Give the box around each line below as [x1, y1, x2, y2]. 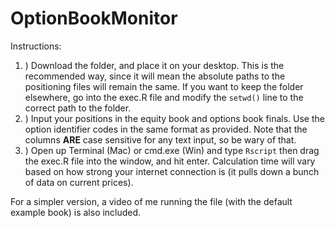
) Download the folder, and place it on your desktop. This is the [24, 59, 285, 71]
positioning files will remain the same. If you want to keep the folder [24, 80, 304, 92]
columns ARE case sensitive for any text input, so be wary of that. [24, 133, 297, 146]
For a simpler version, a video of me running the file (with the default [10, 195, 293, 207]
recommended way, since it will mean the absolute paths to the [24, 70, 286, 82]
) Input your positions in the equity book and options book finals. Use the [24, 112, 325, 124]
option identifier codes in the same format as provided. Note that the [24, 123, 308, 135]
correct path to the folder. [24, 102, 132, 114]
